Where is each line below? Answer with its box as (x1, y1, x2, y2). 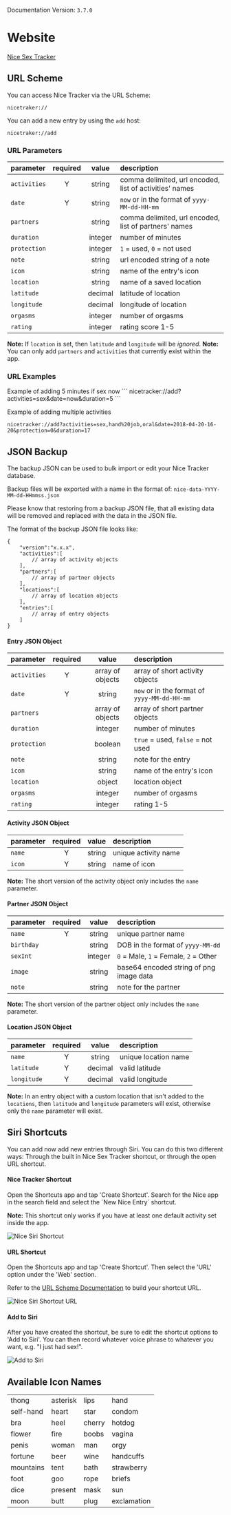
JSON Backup (7, 446, 68, 457)
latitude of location (120, 289, 181, 298)
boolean (93, 740, 121, 749)
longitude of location (120, 300, 187, 309)
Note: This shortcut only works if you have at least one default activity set (7, 1211, 217, 1220)
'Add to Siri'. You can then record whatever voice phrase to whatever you (7, 1335, 214, 1344)
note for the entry (133, 755, 190, 764)
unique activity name (112, 848, 181, 857)
